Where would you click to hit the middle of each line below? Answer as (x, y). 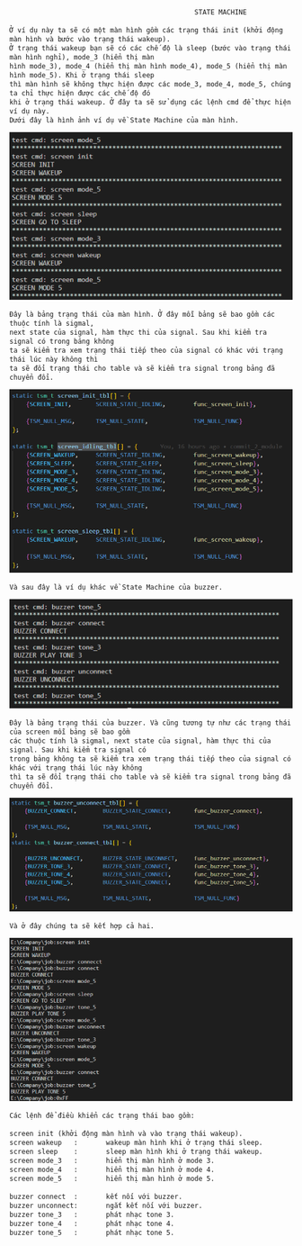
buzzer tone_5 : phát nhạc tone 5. (92, 1232)
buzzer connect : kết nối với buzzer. (96, 1196)
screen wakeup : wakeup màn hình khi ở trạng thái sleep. (136, 1142)
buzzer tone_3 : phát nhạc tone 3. (92, 1214)
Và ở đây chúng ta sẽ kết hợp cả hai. (82, 926)
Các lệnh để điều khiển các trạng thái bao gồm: (102, 1115)
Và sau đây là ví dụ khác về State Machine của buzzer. (116, 588)
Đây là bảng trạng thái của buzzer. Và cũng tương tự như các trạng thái (151, 723)
